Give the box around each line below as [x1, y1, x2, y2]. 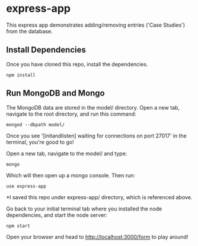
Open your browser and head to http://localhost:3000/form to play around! [6, 233, 189, 240]
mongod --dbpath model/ [6, 122, 65, 127]
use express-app [6, 183, 46, 189]
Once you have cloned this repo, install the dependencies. [6, 60, 148, 68]
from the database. [6, 27, 53, 34]
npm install [6, 72, 36, 78]
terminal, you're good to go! [6, 138, 74, 145]
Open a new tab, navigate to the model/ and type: [6, 150, 127, 157]
